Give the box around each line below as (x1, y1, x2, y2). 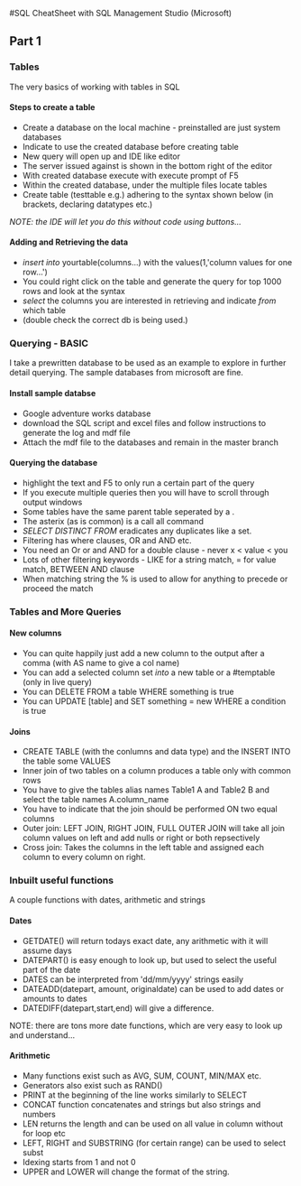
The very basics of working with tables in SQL (9, 81, 180, 92)
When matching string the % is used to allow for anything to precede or (22, 573, 288, 584)
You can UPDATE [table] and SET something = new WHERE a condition (22, 695, 287, 707)
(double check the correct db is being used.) (22, 315, 188, 326)
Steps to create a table (9, 102, 96, 113)
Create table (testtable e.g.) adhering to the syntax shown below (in (22, 189, 274, 199)
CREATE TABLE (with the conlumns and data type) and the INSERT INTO (22, 746, 291, 757)
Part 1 (9, 33, 42, 49)
